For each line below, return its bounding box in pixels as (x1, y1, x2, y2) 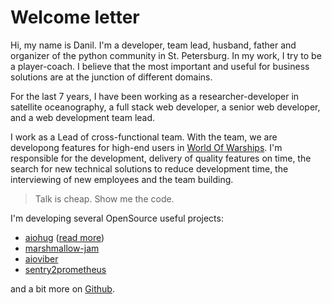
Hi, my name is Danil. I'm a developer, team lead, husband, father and (10, 39, 297, 51)
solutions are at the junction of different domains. (10, 71, 213, 83)
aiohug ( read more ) (24, 231, 105, 243)
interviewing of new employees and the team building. (10, 173, 234, 185)
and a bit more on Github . (10, 282, 115, 295)
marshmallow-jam (24, 242, 100, 254)
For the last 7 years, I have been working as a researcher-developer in (10, 90, 300, 102)
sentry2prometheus (24, 263, 107, 275)
